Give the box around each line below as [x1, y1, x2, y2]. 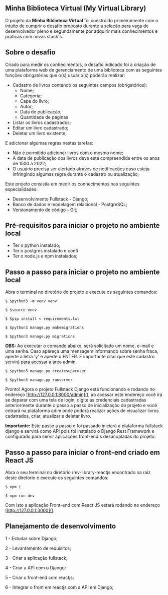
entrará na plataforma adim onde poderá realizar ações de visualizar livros [5, 408, 159, 414]
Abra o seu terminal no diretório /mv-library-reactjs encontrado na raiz [5, 470, 151, 476]
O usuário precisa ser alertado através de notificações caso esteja [12, 166, 150, 172]
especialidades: [5, 186, 38, 192]
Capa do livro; [20, 98, 49, 104]
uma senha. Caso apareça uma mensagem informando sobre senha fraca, [5, 348, 159, 354]
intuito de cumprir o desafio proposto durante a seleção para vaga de [5, 23, 149, 29]
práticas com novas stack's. [5, 33, 64, 39]
